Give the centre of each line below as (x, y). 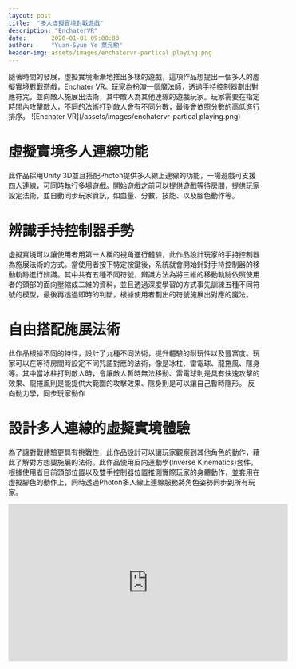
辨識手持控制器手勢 (71, 231)
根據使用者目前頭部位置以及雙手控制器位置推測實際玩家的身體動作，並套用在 (134, 472)
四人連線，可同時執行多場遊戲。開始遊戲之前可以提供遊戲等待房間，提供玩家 (134, 185)
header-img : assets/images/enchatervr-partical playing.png (111, 53)
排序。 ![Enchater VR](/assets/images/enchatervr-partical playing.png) (124, 116)
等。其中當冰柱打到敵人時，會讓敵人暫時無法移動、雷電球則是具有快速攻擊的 (134, 373)
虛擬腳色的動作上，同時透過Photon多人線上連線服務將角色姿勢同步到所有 (128, 482)
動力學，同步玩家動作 (50, 393)
